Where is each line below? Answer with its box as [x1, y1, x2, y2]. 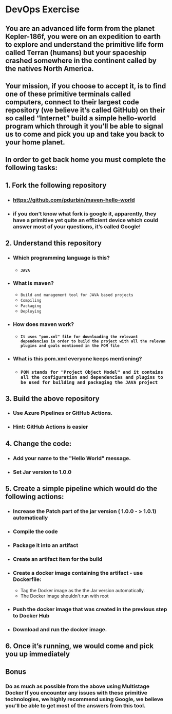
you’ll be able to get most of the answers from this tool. [5, 702, 146, 709]
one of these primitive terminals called [5, 89, 131, 98]
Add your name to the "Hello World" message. [12, 454, 131, 462]
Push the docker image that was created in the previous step [12, 606, 167, 613]
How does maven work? [12, 320, 74, 327]
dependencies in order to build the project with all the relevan [20, 339, 166, 344]
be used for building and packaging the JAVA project [20, 379, 158, 386]
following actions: [5, 492, 64, 501]
